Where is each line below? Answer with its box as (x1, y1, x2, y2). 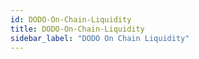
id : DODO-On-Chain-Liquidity (10, 14, 132, 25)
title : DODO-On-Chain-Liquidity (10, 24, 145, 34)
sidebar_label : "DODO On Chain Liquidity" (10, 33, 190, 43)
